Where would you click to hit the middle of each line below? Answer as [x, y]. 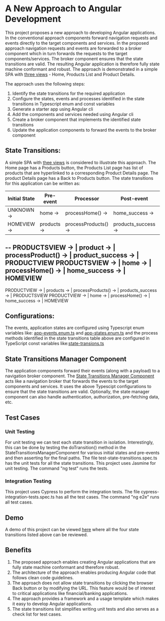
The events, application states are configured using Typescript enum [75, 328]
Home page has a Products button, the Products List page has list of [74, 168]
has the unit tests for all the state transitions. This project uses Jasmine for [81, 463]
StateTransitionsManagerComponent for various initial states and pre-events [82, 452]
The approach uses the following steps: [45, 84]
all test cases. [19, 502]
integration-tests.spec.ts [30, 497]
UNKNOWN [21, 210]
